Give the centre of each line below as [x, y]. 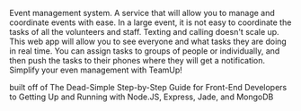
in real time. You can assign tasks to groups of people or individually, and [145, 51]
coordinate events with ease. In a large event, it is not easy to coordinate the [150, 22]
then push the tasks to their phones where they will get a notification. [137, 60]
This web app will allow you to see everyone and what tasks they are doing [148, 41]
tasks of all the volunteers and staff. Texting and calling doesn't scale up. [145, 32]
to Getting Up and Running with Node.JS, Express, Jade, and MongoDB [142, 97]
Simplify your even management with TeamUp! [96, 70]
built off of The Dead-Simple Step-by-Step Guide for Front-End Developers [148, 87]
